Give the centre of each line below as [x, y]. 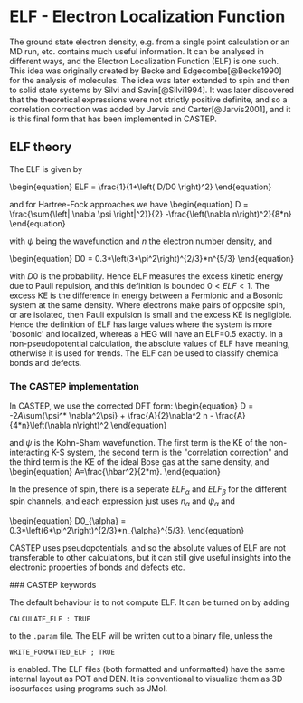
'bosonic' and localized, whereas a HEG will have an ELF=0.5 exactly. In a [146, 333]
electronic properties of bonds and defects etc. [97, 567]
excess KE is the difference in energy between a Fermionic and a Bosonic [146, 295]
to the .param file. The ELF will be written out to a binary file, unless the [141, 635]
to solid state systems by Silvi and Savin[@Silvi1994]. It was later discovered [152, 90]
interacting [29, 453]
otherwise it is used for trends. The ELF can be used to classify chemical [145, 353]
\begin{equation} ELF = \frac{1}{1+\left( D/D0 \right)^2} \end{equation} [141, 187]
